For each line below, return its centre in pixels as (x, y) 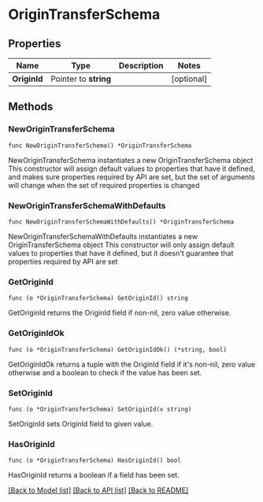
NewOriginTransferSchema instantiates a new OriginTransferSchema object (131, 160)
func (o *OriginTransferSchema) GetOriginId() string (98, 298)
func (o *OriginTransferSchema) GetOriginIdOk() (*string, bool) (117, 349)
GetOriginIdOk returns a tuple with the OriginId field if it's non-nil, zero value (132, 364)
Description (141, 66)
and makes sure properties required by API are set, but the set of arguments (131, 177)
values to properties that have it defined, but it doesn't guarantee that (121, 253)
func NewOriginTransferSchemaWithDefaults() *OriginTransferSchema (121, 222)
